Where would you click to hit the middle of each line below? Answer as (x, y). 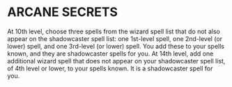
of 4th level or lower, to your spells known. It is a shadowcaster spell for (110, 68)
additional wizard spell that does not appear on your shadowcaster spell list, (116, 61)
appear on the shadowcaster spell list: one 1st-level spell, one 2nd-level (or (115, 38)
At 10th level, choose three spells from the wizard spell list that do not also (114, 31)
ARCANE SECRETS (63, 12)
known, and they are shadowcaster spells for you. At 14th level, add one (110, 54)
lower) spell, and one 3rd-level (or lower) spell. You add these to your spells (116, 46)
